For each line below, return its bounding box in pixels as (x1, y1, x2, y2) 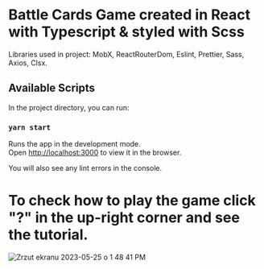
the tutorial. (8, 226, 89, 244)
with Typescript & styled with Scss (8, 23, 245, 41)
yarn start (8, 122, 51, 132)
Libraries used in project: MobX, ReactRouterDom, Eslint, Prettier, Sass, (8, 49, 245, 59)
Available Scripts (8, 81, 95, 95)
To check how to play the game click (8, 192, 256, 210)
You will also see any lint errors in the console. (8, 163, 163, 173)
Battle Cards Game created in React (8, 6, 251, 24)
